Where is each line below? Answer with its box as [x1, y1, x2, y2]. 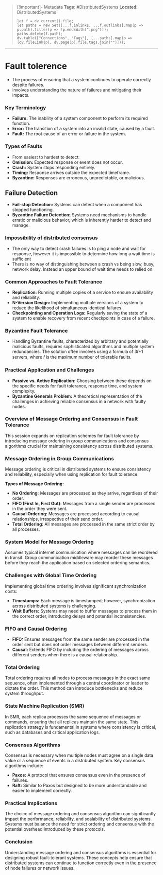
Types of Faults [5, 143, 42, 150]
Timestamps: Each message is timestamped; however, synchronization [12, 597, 156, 603]
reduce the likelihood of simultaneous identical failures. [12, 305, 123, 311]
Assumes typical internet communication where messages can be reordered [5, 549, 158, 556]
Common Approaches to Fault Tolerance [5, 278, 103, 285]
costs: [5, 588, 17, 594]
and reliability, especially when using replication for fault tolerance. [5, 472, 139, 477]
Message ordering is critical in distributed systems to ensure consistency [5, 466, 151, 472]
